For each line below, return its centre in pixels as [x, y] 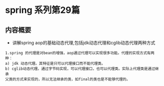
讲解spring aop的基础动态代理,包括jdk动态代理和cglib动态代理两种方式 [84, 43]
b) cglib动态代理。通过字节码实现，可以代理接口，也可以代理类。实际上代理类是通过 [80, 69]
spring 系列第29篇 [43, 10]
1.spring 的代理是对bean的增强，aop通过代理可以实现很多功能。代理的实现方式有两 [80, 53]
